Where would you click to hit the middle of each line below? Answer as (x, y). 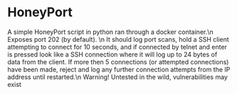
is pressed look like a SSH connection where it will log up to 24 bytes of (112, 54)
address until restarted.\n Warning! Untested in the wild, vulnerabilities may (117, 77)
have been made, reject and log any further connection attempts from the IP (119, 69)
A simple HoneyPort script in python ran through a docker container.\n (110, 32)
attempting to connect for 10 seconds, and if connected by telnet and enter (117, 47)
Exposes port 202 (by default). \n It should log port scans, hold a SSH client (118, 39)
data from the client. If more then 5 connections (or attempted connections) (118, 61)
